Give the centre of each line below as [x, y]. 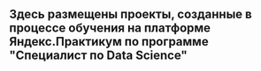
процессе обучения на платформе [110, 28]
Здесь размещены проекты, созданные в [130, 14]
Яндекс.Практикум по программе [109, 42]
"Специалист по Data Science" [98, 56]
